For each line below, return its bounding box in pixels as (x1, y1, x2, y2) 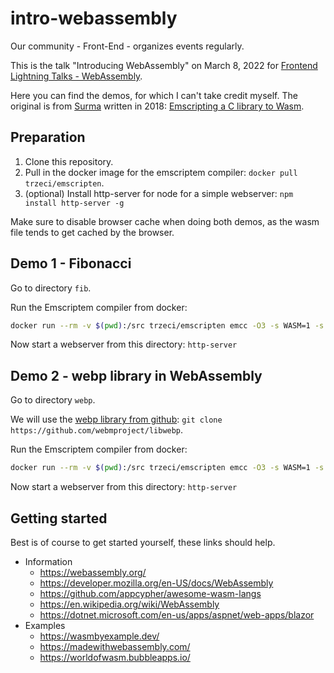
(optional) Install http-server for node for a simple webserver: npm (24, 187, 294, 199)
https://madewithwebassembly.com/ (39, 640, 191, 652)
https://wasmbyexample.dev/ (39, 630, 160, 642)
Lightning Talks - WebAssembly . (10, 70, 143, 82)
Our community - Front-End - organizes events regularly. (10, 40, 245, 52)
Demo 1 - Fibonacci (10, 255, 132, 272)
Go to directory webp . (10, 394, 96, 406)
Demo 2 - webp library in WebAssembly (10, 367, 263, 384)
